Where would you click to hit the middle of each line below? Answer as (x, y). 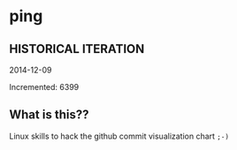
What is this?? (49, 115)
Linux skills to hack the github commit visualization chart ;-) (119, 136)
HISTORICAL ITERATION (77, 49)
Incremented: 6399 (44, 87)
